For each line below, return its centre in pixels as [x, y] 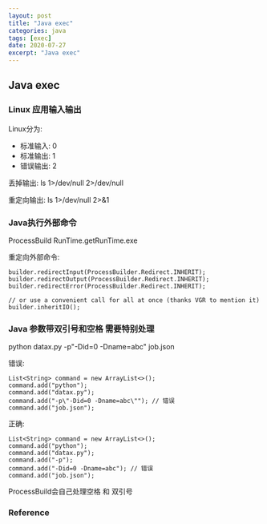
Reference [29, 513]
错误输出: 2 [38, 166]
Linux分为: [25, 128]
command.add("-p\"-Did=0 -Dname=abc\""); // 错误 [91, 401]
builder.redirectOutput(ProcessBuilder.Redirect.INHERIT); [109, 279]
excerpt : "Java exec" [44, 53]
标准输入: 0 [38, 146]
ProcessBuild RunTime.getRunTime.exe [73, 240]
